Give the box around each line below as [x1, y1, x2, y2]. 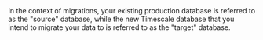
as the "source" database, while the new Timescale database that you [8, 14, 235, 24]
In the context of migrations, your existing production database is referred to [8, 6, 256, 15]
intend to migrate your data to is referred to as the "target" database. [8, 23, 231, 32]
